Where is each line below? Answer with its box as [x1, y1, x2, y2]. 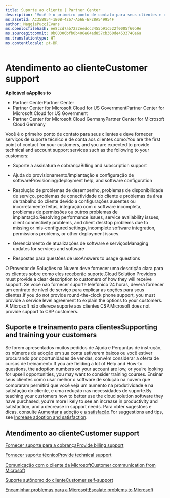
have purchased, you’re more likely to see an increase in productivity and [5, 398, 158, 404]
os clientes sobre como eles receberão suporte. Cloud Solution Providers [5, 271, 157, 277]
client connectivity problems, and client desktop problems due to [12, 219, 148, 225]
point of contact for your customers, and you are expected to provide [5, 141, 150, 147]
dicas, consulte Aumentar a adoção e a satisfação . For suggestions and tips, [5, 409, 163, 415]
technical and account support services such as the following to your [5, 147, 149, 153]
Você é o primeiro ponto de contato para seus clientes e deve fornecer [5, 131, 153, 137]
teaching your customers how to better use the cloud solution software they [5, 393, 163, 399]
